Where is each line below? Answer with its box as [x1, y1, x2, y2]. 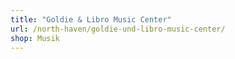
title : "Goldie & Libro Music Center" [10, 14, 172, 25]
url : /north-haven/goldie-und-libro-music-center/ [10, 24, 226, 34]
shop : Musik [10, 33, 60, 43]
